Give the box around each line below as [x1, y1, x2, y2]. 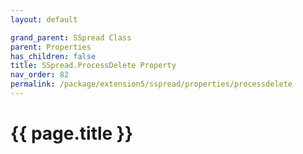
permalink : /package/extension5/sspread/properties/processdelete [10, 79, 293, 90]
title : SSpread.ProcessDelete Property [10, 61, 177, 71]
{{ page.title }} [10, 122, 134, 145]
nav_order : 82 [10, 70, 70, 80]
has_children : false [10, 51, 97, 61]
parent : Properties [10, 42, 92, 52]
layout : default [10, 14, 78, 25]
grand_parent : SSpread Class [10, 32, 132, 43]
